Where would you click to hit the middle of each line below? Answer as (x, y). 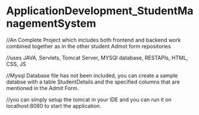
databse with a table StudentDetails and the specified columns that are (93, 82)
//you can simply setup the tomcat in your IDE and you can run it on (89, 100)
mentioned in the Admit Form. (43, 88)
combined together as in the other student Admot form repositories (88, 46)
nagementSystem (51, 23)
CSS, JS (16, 64)
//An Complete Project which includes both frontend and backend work (94, 40)
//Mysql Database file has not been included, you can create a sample (92, 75)
